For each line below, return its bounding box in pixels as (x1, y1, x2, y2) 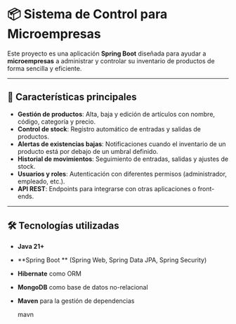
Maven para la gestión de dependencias (17, 297, 135, 305)
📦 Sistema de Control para (7, 6, 168, 22)
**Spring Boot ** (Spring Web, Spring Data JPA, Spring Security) (17, 255, 207, 264)
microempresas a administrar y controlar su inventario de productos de (7, 56, 216, 65)
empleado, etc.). (17, 177, 65, 186)
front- (197, 184, 215, 193)
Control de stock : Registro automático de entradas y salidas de (17, 124, 202, 133)
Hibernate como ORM (17, 269, 82, 278)
